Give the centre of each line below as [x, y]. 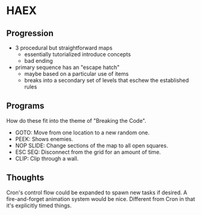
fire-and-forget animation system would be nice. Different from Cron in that [101, 199]
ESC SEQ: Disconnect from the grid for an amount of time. [88, 152]
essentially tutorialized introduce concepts [77, 54]
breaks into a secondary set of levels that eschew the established [107, 80]
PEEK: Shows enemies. [44, 139]
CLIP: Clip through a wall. [47, 158]
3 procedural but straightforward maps [64, 48]
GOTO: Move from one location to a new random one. [82, 133]
